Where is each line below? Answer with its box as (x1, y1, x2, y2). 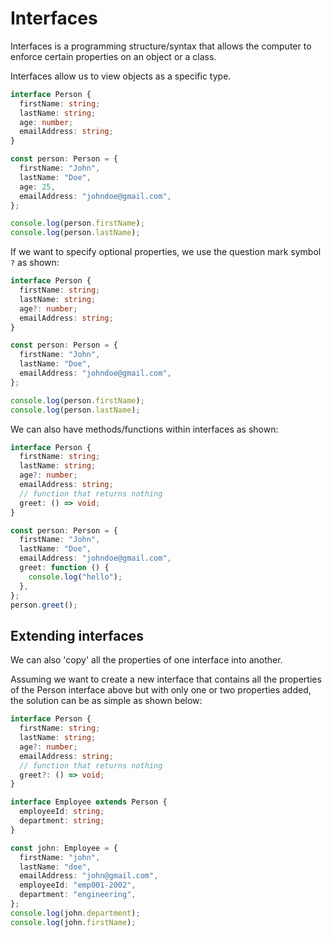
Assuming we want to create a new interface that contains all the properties (10, 673, 322, 686)
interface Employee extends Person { (10, 797, 168, 807)
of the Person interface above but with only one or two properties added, (10, 684, 312, 696)
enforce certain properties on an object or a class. (10, 50, 217, 62)
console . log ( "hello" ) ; (28, 572, 123, 582)
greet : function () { (19, 563, 110, 573)
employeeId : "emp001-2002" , (19, 880, 137, 891)
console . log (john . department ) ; (10, 908, 141, 918)
